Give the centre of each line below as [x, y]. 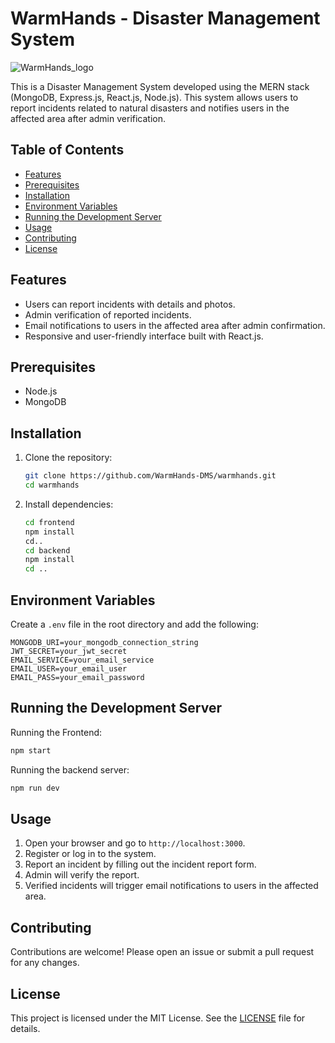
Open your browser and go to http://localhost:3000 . [135, 843]
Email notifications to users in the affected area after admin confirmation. [175, 325]
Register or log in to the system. [90, 854]
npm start [31, 750]
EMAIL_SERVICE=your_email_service [82, 660]
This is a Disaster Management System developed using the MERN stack [160, 86]
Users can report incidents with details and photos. [130, 304]
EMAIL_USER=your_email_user [69, 669]
